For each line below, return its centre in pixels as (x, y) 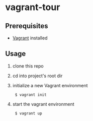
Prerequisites (27, 26)
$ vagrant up (28, 113)
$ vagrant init (31, 95)
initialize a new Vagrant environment (50, 85)
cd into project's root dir (37, 76)
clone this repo (28, 66)
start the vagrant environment (43, 104)
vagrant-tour (33, 7)
